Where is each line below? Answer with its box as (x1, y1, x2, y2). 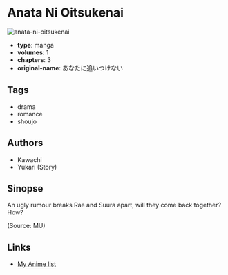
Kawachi (17, 155, 43, 163)
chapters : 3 (17, 55, 52, 63)
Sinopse (7, 183, 44, 194)
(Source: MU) (7, 222, 46, 230)
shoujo (17, 117, 37, 125)
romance (17, 110, 43, 118)
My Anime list (17, 260, 57, 268)
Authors (7, 137, 44, 149)
